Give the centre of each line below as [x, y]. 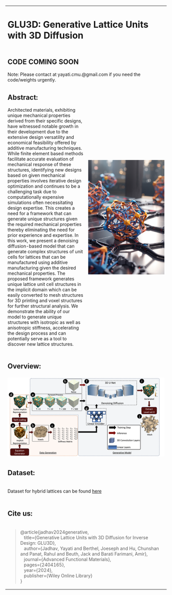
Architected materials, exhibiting [41, 110]
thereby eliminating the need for [41, 230]
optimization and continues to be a [44, 186]
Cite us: [20, 513]
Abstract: [23, 98]
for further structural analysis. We [43, 306]
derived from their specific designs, [45, 120]
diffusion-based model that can [41, 246]
